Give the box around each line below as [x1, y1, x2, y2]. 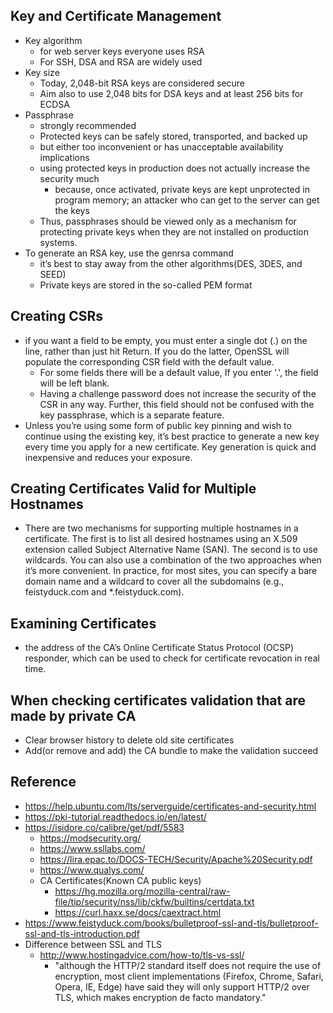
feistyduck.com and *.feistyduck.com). [24, 586, 185, 598]
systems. [39, 236, 78, 248]
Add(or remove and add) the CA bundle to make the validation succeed [24, 745, 319, 757]
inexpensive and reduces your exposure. [24, 451, 193, 463]
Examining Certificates [10, 615, 157, 632]
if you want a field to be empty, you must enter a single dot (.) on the [24, 334, 308, 346]
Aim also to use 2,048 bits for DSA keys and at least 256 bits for [39, 87, 304, 99]
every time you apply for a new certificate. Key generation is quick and [24, 440, 317, 453]
